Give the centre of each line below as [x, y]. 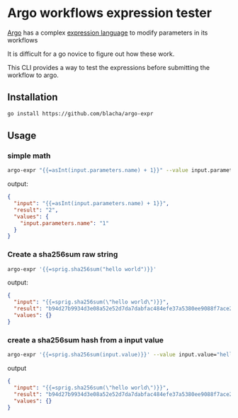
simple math [29, 156]
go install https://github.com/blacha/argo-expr [80, 114]
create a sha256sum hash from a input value [86, 339]
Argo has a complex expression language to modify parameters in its [108, 33]
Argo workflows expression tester [110, 13]
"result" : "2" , [36, 210]
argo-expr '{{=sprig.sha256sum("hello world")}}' [82, 269]
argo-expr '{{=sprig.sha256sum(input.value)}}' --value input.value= [112, 355]
